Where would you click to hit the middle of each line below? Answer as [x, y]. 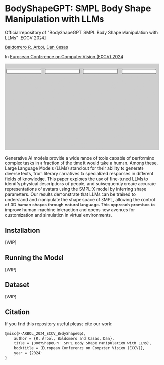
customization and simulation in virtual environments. [59, 215]
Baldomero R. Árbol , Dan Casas [37, 47]
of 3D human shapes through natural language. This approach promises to [80, 205]
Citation [18, 312]
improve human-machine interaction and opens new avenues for [70, 210]
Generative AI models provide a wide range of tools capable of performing [80, 158]
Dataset [17, 285]
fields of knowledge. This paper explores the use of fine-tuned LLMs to [77, 179]
